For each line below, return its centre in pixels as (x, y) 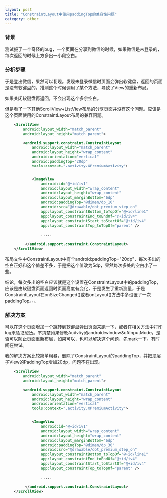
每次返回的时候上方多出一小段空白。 (42, 55)
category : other (22, 19)
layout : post (19, 10)
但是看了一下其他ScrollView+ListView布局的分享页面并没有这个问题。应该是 (83, 109)
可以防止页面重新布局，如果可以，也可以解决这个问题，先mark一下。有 (82, 339)
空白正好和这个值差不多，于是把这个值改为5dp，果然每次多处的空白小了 (79, 265)
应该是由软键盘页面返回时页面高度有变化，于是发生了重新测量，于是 (75, 288)
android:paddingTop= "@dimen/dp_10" (78, 202)
